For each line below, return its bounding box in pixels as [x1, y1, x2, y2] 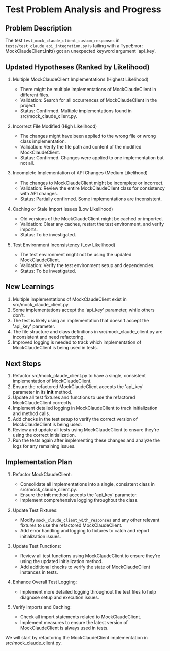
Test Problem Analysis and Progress [5, 4, 161, 15]
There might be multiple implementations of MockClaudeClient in [20, 86, 156, 92]
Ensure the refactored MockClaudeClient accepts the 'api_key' [12, 383, 144, 390]
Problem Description [5, 24, 72, 33]
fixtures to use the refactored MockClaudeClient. [20, 522, 123, 528]
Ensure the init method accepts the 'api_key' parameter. [20, 492, 138, 498]
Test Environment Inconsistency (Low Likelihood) [12, 242, 116, 248]
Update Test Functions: [12, 543, 62, 549]
